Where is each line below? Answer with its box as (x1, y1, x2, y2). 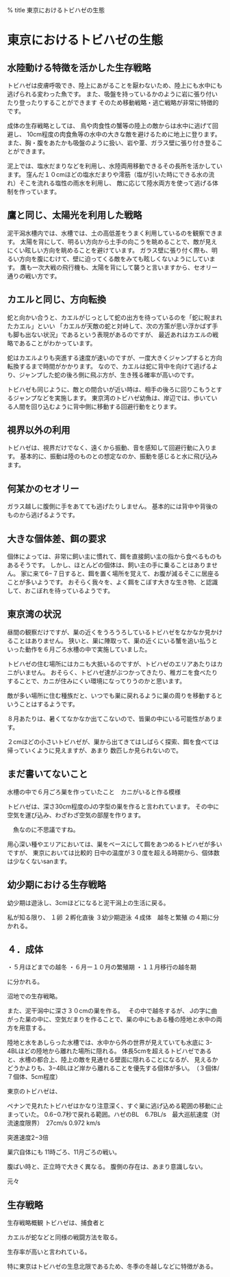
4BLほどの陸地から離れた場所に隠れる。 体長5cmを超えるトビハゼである (7, 1047, 212, 1055)
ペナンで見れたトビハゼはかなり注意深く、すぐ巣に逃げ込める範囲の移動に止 (7, 1102, 223, 1110)
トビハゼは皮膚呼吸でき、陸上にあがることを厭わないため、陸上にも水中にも (7, 82, 223, 89)
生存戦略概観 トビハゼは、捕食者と (7, 1219, 105, 1227)
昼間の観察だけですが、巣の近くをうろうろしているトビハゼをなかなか (7, 628, 205, 636)
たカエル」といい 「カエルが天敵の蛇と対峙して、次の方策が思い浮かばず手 (7, 321, 218, 330)
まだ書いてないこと (7, 768, 88, 780)
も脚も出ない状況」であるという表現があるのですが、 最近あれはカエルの (7, 330, 213, 338)
